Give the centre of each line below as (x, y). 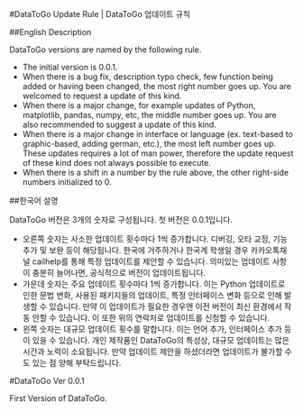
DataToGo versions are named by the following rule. (106, 50)
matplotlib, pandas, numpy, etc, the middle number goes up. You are (149, 115)
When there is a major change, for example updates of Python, (139, 105)
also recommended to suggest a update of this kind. (119, 124)
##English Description (50, 32)
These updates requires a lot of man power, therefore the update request (158, 153)
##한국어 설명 (34, 201)
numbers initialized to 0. (67, 182)
